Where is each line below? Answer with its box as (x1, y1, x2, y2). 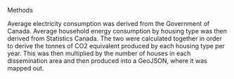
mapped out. (7, 64, 44, 72)
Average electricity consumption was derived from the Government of (7, 20, 210, 27)
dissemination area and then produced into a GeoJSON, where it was (7, 57, 207, 65)
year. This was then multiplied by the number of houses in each (7, 49, 191, 57)
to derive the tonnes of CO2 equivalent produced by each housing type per (7, 42, 226, 50)
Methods (7, 6, 34, 14)
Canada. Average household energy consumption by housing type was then (7, 27, 227, 35)
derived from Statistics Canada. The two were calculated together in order (7, 34, 223, 43)
